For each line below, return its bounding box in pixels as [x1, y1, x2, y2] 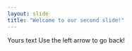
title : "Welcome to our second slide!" [7, 17, 125, 24]
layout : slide [7, 10, 49, 17]
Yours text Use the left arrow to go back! [7, 36, 125, 44]
